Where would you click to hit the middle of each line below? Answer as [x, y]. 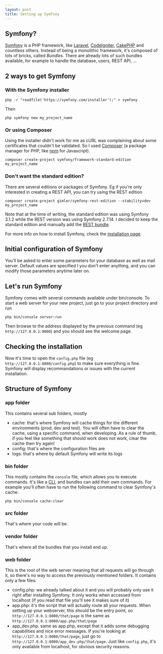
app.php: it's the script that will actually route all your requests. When [81, 605]
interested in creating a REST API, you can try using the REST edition [74, 192]
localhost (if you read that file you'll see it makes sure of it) [71, 600]
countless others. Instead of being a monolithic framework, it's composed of [81, 50]
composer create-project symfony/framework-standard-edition [68, 160]
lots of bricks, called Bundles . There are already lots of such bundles [74, 56]
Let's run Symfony [33, 286]
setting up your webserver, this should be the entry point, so [72, 610]
